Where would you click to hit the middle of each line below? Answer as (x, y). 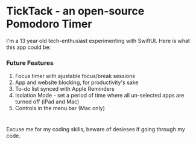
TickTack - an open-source (75, 11)
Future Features (30, 63)
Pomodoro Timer (49, 24)
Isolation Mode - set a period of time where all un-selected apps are (100, 96)
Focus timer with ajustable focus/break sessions (75, 76)
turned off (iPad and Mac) (47, 102)
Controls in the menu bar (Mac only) (60, 108)
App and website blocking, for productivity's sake (77, 82)
